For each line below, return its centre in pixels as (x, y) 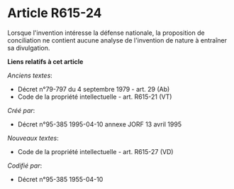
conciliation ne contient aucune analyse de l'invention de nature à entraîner (117, 40)
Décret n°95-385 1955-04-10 (60, 179)
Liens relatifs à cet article (45, 61)
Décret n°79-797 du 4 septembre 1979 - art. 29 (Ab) (94, 89)
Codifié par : (25, 166)
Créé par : (21, 110)
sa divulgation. (29, 48)
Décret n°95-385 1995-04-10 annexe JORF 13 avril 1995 (100, 124)
